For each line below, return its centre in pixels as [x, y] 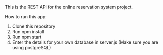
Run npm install [28, 31]
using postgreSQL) [32, 47]
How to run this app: [26, 17]
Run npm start [27, 37]
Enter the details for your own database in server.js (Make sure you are [85, 42]
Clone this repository [34, 26]
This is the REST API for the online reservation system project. [69, 7]
